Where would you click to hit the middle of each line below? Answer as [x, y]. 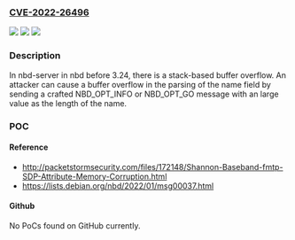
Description [35, 56]
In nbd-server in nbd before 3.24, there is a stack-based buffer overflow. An [147, 75]
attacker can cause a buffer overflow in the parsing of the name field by [140, 84]
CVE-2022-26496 [50, 12]
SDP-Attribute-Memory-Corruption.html [94, 176]
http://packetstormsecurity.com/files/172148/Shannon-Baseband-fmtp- [152, 166]
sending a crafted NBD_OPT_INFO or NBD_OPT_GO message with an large [144, 94]
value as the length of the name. [68, 103]
